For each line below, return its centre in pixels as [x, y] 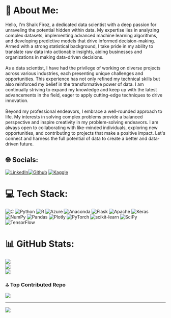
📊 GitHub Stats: [40, 244]
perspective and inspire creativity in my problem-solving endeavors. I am [82, 122]
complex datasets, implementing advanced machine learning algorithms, [81, 35]
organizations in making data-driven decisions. [54, 57]
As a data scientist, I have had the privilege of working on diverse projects [83, 68]
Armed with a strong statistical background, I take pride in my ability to [79, 46]
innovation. [17, 100]
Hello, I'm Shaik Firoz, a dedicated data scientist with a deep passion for [81, 25]
